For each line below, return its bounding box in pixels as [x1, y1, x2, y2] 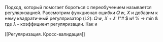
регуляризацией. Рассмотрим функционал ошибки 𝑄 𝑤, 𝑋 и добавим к [5, 10, 158, 16]
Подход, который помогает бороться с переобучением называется [5, 5, 152, 10]
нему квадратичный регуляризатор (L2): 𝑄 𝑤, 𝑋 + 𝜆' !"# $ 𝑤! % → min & [5, 15, 158, 21]
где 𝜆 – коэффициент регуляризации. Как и [5, 21, 97, 27]
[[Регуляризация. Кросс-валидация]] [5, 31, 85, 37]
